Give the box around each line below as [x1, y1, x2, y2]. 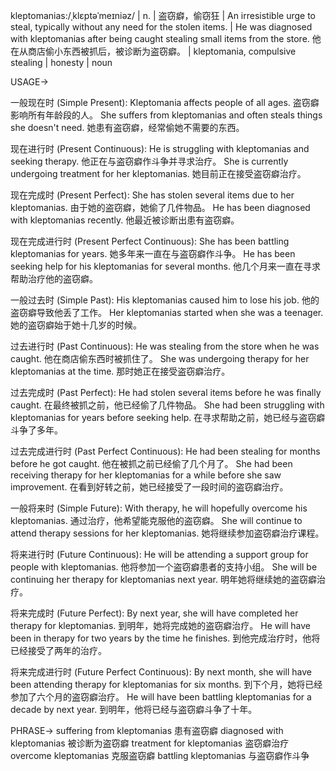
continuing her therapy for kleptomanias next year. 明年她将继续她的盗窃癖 [10, 574, 317, 585]
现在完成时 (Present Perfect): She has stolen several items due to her [10, 189, 295, 201]
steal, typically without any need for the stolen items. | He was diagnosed [10, 21, 313, 33]
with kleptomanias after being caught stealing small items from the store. [10, 33, 310, 44]
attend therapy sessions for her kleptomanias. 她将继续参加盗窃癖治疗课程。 [10, 527, 325, 539]
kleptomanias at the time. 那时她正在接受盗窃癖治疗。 [10, 365, 231, 377]
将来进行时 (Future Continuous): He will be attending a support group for [10, 549, 309, 560]
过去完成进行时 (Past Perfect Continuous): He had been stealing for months [10, 445, 321, 457]
